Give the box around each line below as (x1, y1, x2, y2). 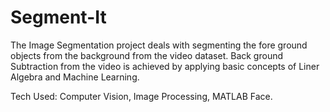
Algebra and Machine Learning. (10, 71, 140, 83)
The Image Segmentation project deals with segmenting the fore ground (10, 39, 308, 51)
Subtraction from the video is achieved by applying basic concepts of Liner (10, 60, 320, 72)
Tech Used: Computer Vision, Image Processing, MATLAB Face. (10, 90, 273, 102)
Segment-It (10, 6, 107, 29)
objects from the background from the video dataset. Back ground (10, 49, 284, 61)
